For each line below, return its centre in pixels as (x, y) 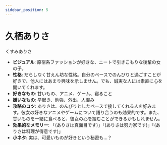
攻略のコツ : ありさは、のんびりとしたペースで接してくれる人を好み (82, 106)
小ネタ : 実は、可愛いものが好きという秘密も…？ (62, 137)
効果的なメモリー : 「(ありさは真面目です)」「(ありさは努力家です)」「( (84, 125)
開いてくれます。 (30, 87)
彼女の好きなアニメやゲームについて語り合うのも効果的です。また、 (91, 112)
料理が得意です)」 (44, 131)
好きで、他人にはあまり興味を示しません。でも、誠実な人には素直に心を (88, 81)
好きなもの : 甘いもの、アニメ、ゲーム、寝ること (62, 93)
